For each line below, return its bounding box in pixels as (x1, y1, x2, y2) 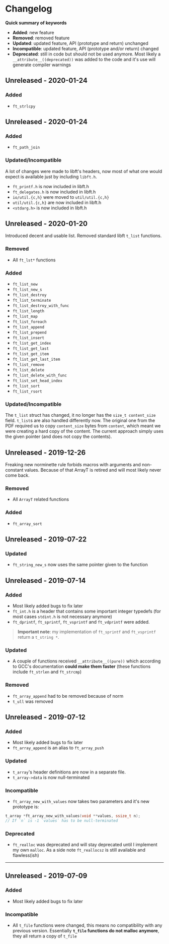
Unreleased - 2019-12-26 (5, 448, 86, 457)
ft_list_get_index (12, 341, 51, 346)
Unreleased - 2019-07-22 (5, 535, 87, 544)
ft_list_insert (12, 336, 45, 341)
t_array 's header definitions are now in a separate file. (12, 769, 126, 775)
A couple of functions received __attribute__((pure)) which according (12, 658, 161, 664)
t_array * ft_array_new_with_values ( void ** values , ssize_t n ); (5, 813, 141, 818)
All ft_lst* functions (12, 257, 56, 263)
